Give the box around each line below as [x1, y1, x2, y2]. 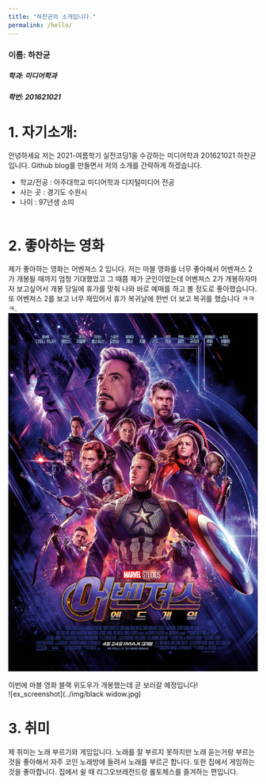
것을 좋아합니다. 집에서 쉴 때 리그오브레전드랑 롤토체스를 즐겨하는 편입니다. [8, 767, 239, 777]
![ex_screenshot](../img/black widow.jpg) [8, 690, 142, 699]
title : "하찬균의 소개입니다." [8, 13, 97, 21]
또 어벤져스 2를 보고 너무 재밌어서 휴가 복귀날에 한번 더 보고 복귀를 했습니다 [8, 294, 240, 304]
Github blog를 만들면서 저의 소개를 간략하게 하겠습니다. [31, 161, 203, 170]
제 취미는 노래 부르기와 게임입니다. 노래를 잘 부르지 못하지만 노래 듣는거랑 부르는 [8, 748, 256, 757]
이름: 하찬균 [8, 50, 51, 61]
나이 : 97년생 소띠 [19, 197, 75, 207]
